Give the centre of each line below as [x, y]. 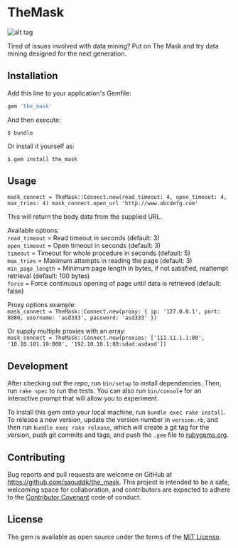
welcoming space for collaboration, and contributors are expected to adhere [119, 490]
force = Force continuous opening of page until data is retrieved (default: [114, 284]
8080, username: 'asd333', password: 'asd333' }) [82, 318]
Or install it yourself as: [41, 146]
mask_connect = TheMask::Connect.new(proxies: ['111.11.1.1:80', [106, 338]
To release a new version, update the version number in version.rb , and [113, 420]
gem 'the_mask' [30, 106]
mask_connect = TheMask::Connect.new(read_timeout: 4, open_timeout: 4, [117, 197]
